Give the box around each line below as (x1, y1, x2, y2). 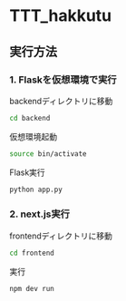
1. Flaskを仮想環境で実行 (9, 73, 117, 86)
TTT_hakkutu (9, 5, 112, 26)
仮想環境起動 (9, 131, 57, 141)
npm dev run (9, 284, 54, 293)
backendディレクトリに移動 (9, 95, 113, 106)
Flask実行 (9, 167, 45, 178)
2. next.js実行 (9, 208, 71, 220)
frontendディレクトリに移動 (9, 230, 113, 241)
